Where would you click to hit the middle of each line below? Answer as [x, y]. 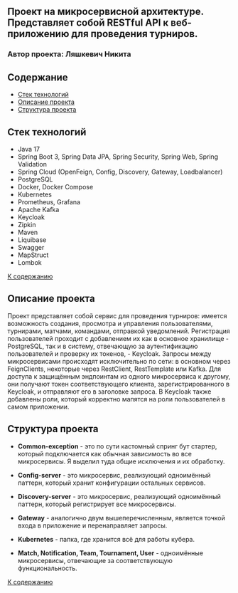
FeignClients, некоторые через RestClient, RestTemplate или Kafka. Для [114, 369]
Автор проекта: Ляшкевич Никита [69, 54]
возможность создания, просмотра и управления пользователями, [110, 323]
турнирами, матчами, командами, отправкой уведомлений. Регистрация [119, 331]
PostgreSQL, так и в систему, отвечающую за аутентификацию [103, 346]
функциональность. [48, 568]
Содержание [38, 77]
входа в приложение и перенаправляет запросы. [92, 525]
